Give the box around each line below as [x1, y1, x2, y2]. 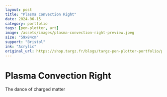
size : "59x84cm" [5, 35, 39, 40]
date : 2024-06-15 [5, 16, 41, 21]
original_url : [5, 48, 35, 53]
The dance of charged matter [5, 86, 66, 92]
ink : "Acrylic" [5, 44, 37, 49]
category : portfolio [5, 21, 48, 26]
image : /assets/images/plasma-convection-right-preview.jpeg [5, 30, 135, 35]
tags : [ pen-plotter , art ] [5, 26, 59, 31]
